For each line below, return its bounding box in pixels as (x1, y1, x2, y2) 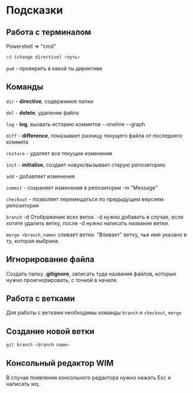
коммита (6, 138, 28, 145)
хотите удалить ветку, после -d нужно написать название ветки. (6, 219, 170, 226)
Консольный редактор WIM (6, 358, 114, 368)
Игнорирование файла (6, 255, 94, 265)
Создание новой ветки (6, 326, 94, 336)
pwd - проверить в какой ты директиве (6, 64, 103, 72)
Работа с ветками (6, 293, 76, 303)
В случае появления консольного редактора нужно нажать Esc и (6, 373, 171, 381)
